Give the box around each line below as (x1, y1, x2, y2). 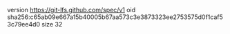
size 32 (41, 20, 63, 28)
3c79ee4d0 (7, 20, 40, 28)
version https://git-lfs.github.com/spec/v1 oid (7, 6, 136, 14)
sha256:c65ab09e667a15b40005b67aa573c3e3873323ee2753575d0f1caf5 (7, 13, 223, 21)
